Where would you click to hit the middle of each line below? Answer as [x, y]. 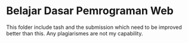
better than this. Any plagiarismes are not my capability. [75, 33]
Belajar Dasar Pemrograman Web [90, 11]
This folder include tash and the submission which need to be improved [94, 27]
